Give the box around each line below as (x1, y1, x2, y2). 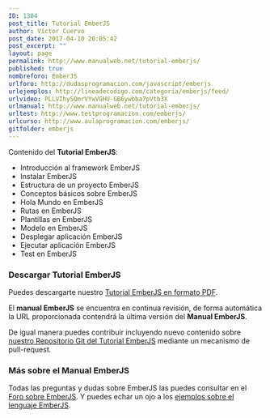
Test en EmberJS (19, 249, 78, 258)
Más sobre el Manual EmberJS (8, 365, 130, 376)
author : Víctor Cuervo (8, 27, 85, 35)
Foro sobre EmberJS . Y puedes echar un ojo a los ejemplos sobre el (8, 392, 234, 402)
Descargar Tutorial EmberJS (8, 269, 121, 280)
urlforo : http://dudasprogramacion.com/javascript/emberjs (8, 79, 212, 87)
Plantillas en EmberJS (19, 214, 93, 224)
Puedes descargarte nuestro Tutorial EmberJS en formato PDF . (8, 288, 218, 297)
